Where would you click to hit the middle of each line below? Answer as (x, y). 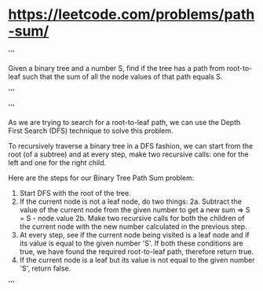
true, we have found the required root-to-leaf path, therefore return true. (136, 251)
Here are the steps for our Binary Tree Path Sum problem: (101, 178)
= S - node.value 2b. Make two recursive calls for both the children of (132, 218)
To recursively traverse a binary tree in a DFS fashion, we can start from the (131, 145)
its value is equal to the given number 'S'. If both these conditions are (131, 243)
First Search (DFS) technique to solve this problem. (91, 131)
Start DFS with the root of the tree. (75, 193)
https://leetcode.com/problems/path (131, 15)
